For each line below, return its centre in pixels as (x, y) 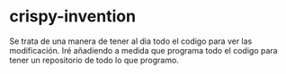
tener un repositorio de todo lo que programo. (94, 60)
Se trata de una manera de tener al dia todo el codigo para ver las (131, 41)
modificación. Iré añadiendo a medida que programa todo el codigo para (143, 50)
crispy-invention (73, 16)
